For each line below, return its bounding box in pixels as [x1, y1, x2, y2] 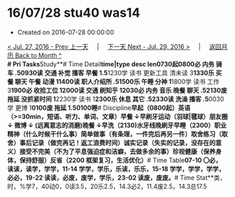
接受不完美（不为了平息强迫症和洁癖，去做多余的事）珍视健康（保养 [19, 147, 215, 155]
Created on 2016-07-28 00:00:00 [17, 28, 114, 36]
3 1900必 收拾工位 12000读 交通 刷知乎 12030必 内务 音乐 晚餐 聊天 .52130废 [7, 86, 227, 94]
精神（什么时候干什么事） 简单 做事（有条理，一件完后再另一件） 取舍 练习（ [7, 129, 222, 138]
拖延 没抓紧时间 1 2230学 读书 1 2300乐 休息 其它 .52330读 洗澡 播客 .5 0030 [7, 94, 225, 103]
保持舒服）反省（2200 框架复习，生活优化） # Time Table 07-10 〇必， [19, 156, 222, 164]
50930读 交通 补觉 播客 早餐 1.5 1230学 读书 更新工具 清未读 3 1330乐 [16, 68, 215, 77]
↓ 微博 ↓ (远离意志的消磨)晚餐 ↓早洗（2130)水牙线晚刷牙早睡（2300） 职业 [7, 121, 227, 129]
